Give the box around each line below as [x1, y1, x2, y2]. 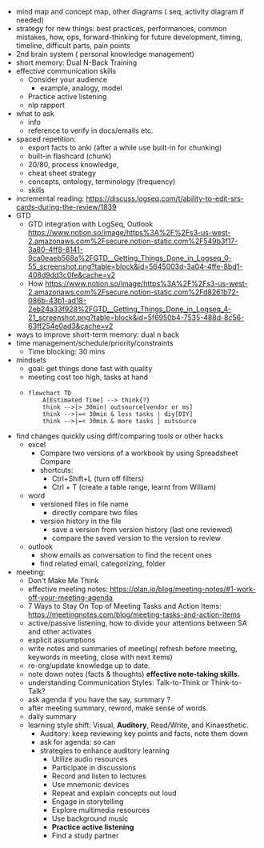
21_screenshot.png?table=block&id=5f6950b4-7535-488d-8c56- [27, 313, 245, 322]
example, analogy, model [39, 83, 122, 93]
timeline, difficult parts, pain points [15, 41, 130, 50]
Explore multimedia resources [51, 806, 150, 814]
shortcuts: [39, 466, 74, 474]
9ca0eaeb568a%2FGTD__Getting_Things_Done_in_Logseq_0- [27, 254, 232, 262]
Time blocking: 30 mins [27, 347, 106, 356]
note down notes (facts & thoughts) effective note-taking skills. [27, 670, 240, 678]
